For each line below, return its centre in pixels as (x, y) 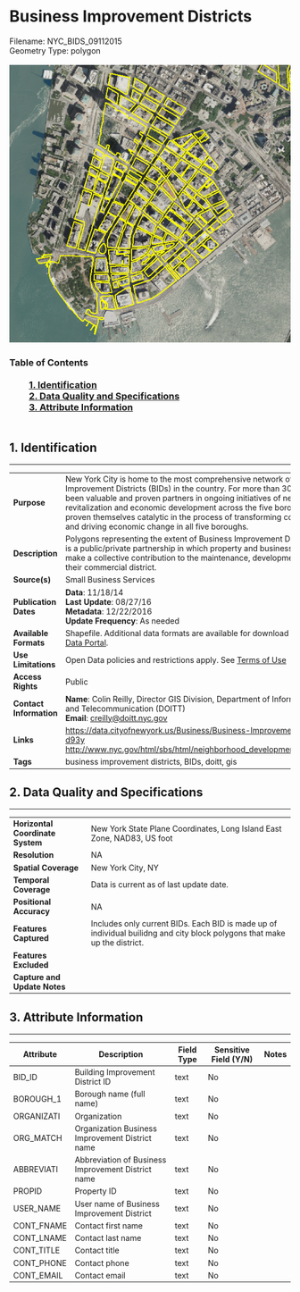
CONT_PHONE (40, 1263)
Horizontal (33, 824)
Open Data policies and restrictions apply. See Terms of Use (176, 659)
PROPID (28, 1191)
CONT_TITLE (37, 1250)
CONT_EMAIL (38, 1275)
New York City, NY (125, 868)
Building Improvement (115, 1072)
